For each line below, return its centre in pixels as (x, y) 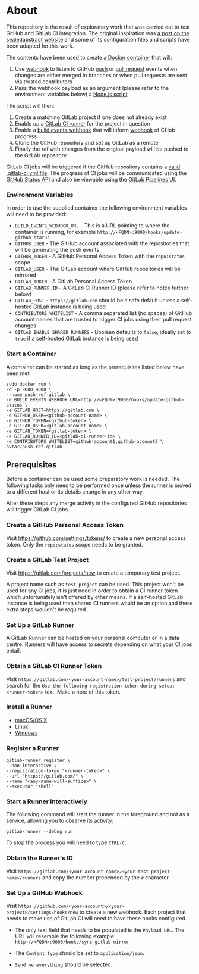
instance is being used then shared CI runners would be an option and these (99, 603)
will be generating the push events (57, 250)
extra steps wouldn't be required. (47, 609)
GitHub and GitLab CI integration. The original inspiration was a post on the (98, 33)
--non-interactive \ (32, 766)
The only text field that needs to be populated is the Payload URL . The (99, 930)
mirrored (26, 275)
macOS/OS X (31, 720)
